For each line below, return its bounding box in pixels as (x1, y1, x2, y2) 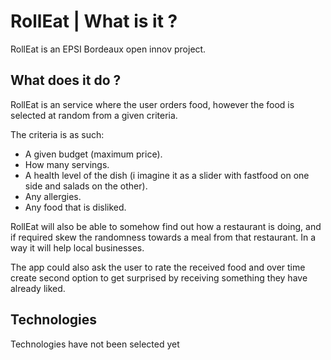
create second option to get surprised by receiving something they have (10, 271, 308, 284)
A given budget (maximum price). (24, 148, 163, 160)
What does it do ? (10, 72, 122, 89)
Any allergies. (24, 190, 82, 202)
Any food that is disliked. (24, 201, 127, 213)
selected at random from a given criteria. (10, 109, 178, 121)
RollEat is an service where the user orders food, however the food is (10, 98, 295, 110)
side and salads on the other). (24, 180, 148, 192)
